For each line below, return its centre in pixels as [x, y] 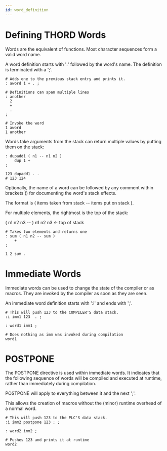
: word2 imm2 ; [21, 431]
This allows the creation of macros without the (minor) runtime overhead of [83, 403]
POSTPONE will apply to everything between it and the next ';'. [70, 393]
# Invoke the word [25, 123]
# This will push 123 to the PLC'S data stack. [56, 418]
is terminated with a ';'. [29, 69]
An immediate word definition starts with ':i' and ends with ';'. [69, 303]
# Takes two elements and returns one [46, 232]
